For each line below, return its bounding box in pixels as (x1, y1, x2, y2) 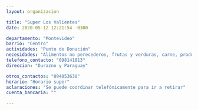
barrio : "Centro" (6, 41, 49, 47)
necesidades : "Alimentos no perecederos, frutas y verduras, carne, (6, 52, 178, 58)
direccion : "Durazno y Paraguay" (6, 62, 88, 68)
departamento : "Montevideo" (6, 35, 75, 41)
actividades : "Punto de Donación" (6, 46, 91, 52)
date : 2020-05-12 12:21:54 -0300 (6, 25, 88, 31)
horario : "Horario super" (6, 79, 70, 85)
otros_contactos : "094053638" (6, 73, 81, 79)
